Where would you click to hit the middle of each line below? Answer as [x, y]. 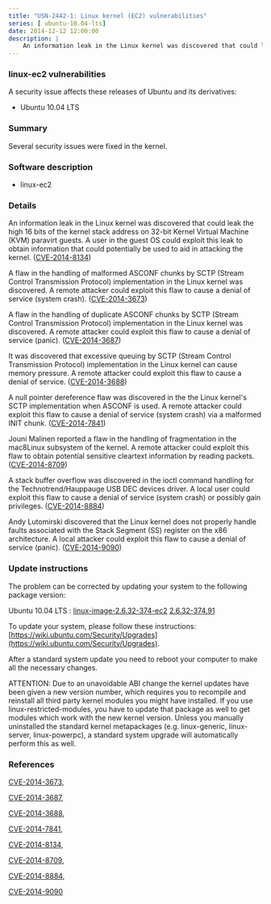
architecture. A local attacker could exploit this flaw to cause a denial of [127, 539]
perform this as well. [42, 743]
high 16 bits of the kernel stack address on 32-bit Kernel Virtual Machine [129, 232]
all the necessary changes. [53, 667]
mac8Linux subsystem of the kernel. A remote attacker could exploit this [129, 448]
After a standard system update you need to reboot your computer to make [133, 659]
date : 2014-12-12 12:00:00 [54, 31]
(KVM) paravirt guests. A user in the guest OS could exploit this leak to [126, 240]
